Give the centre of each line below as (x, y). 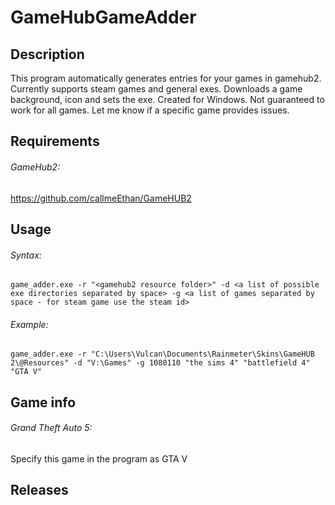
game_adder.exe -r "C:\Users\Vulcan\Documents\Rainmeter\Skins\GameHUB (162, 354)
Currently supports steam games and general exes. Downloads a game (156, 89)
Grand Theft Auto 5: (51, 428)
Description (47, 54)
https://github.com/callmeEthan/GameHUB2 (101, 198)
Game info (43, 402)
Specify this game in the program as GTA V (99, 458)
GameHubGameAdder (103, 17)
